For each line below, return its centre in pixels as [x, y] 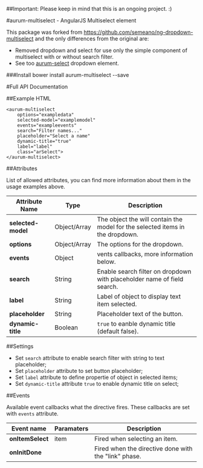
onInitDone [26, 452]
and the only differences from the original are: [92, 38]
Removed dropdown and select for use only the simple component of [101, 50]
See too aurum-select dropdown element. [67, 63]
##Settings [20, 346]
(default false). [118, 331]
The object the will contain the [140, 219]
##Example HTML [29, 98]
